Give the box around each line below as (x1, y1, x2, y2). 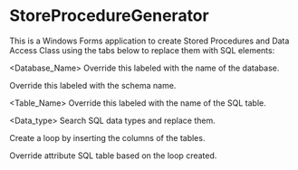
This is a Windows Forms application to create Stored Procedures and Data (9, 35, 290, 46)
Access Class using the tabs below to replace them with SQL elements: (9, 44, 275, 55)
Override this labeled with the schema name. (9, 80, 177, 90)
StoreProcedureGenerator (9, 5, 210, 26)
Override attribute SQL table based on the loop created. (9, 150, 217, 161)
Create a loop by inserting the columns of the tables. (9, 132, 206, 143)
